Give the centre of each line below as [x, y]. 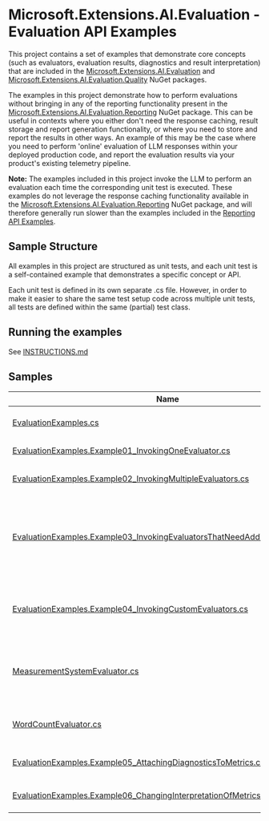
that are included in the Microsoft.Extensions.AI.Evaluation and [112, 71]
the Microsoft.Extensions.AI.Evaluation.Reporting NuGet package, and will [130, 204]
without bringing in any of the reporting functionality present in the [118, 103]
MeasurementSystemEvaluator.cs [76, 671]
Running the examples [65, 332]
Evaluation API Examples [93, 32]
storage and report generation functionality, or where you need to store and [133, 129]
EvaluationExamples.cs [56, 423]
